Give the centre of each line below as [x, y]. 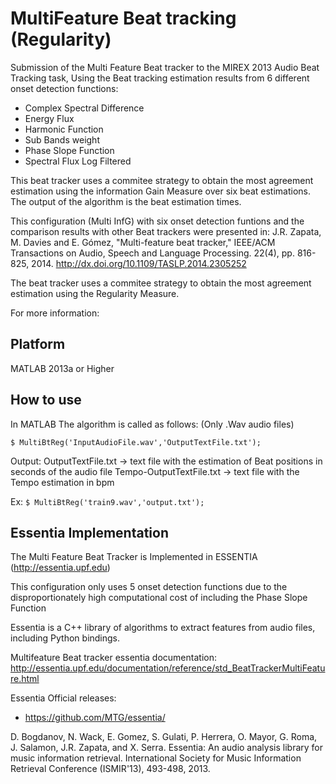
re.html [25, 679]
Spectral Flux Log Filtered [78, 161]
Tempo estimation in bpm [62, 482]
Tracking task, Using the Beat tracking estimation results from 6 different [160, 78]
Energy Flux [49, 118]
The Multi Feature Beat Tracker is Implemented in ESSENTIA [134, 557]
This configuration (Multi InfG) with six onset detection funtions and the [157, 221]
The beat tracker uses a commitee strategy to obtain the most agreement [161, 283]
